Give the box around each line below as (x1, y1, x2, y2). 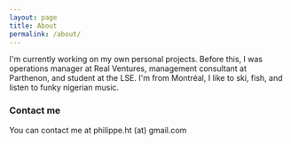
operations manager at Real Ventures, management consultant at (9, 63, 247, 74)
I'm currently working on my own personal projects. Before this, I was (9, 54, 263, 65)
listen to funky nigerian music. (9, 82, 120, 93)
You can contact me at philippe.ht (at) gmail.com (9, 124, 187, 135)
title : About (9, 21, 58, 30)
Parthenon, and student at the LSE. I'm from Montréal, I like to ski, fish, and (9, 73, 283, 84)
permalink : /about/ (9, 29, 82, 38)
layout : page (9, 12, 58, 22)
